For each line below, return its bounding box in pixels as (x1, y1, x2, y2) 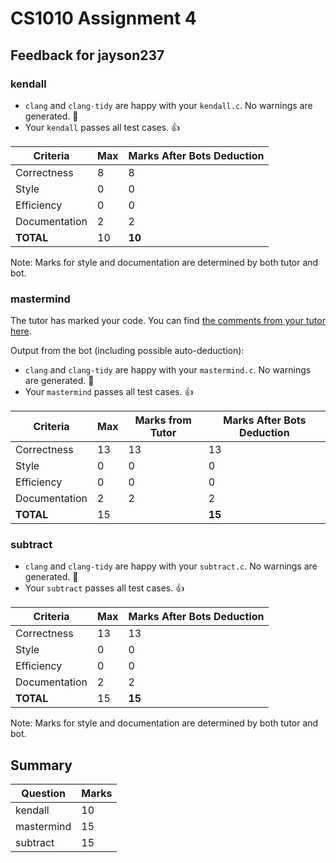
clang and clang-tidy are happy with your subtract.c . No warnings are (24, 560, 318, 572)
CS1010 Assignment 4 (10, 7, 197, 30)
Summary (10, 757, 73, 774)
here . (10, 325, 32, 337)
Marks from (134, 413, 192, 427)
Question (21, 787, 67, 801)
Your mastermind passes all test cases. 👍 (24, 386, 194, 398)
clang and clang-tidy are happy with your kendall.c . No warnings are (24, 99, 313, 111)
